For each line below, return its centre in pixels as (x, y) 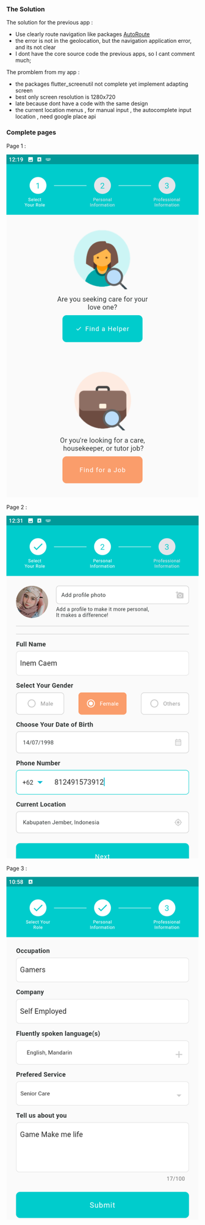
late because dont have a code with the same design (81, 103)
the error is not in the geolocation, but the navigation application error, (103, 41)
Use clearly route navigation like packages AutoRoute (82, 34)
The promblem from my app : (43, 72)
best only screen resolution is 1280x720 (65, 97)
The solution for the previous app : (50, 23)
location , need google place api (56, 117)
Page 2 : (17, 507)
